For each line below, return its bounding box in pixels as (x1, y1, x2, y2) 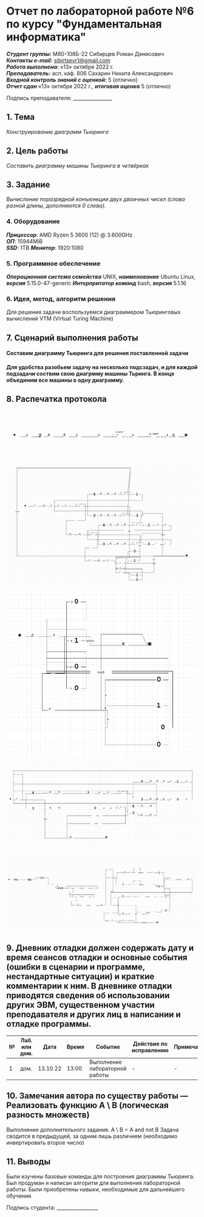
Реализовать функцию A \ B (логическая (6, 1100, 169, 1111)
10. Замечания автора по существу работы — (6, 1090, 189, 1101)
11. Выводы (6, 1157, 51, 1167)
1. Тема (6, 112, 35, 122)
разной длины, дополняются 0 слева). (6, 202, 106, 209)
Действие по (132, 1040, 168, 1047)
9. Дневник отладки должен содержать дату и (6, 943, 194, 953)
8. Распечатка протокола (6, 394, 107, 404)
